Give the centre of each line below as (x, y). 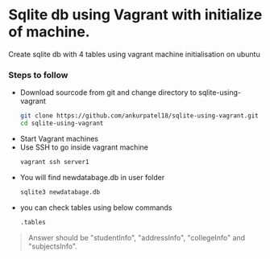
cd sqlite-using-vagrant (62, 123)
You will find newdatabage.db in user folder (92, 177)
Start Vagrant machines (59, 138)
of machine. (49, 32)
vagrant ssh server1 (54, 162)
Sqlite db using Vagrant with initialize (135, 15)
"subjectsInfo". (53, 246)
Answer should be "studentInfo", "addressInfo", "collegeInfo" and (137, 237)
